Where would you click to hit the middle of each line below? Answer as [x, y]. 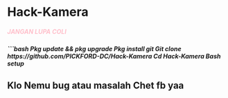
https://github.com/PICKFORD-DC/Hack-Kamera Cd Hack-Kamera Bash [114, 57]
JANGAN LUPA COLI [37, 31]
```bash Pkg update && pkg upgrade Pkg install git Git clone [94, 49]
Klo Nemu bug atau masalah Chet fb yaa [96, 85]
